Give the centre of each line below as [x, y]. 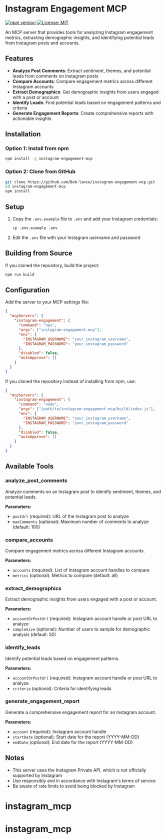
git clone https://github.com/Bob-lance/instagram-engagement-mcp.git [80, 182]
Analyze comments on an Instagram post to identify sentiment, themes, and [83, 491]
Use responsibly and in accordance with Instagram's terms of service [84, 780]
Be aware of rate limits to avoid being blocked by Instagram [73, 786]
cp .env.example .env [35, 228]
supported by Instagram [37, 775]
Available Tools [29, 466]
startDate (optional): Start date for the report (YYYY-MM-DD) [76, 737]
